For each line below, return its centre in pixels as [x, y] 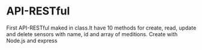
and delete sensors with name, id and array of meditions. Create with [92, 34]
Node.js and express [32, 40]
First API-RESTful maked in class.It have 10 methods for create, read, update [101, 28]
